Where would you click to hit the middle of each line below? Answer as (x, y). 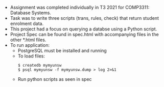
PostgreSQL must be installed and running (62, 51)
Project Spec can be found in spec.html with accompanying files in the (85, 34)
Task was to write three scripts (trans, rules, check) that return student (85, 18)
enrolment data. (27, 23)
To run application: (30, 45)
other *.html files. (28, 40)
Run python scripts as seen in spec (55, 79)
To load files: (31, 56)
